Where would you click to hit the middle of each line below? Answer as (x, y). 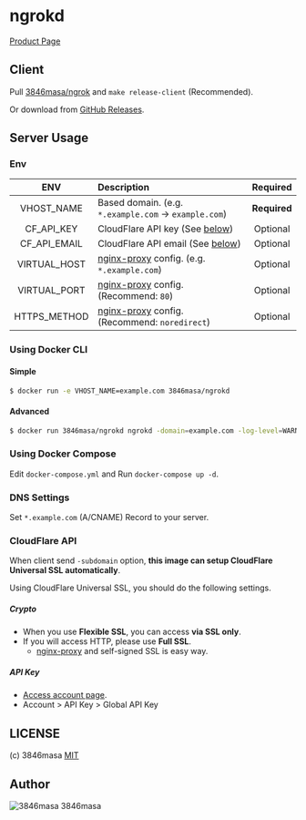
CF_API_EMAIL (51, 244)
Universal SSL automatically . (65, 570)
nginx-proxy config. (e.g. (151, 259)
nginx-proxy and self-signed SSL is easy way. (122, 651)
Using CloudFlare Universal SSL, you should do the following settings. (140, 588)
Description (123, 188)
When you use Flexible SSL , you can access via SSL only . (132, 632)
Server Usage (49, 138)
